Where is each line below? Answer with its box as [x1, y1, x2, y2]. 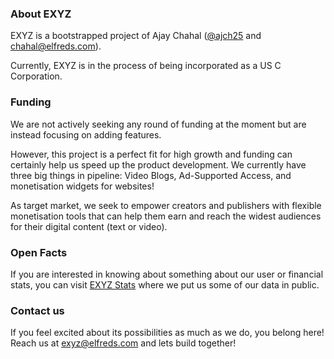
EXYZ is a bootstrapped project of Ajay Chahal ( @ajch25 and [10, 30, 262, 42]
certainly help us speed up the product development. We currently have [10, 158, 307, 171]
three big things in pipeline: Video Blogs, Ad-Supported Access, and [10, 169, 292, 181]
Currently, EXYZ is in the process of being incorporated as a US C [10, 60, 282, 72]
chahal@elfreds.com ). [10, 40, 102, 52]
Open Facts [10, 245, 68, 259]
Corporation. [10, 70, 63, 82]
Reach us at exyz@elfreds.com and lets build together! [10, 337, 237, 349]
